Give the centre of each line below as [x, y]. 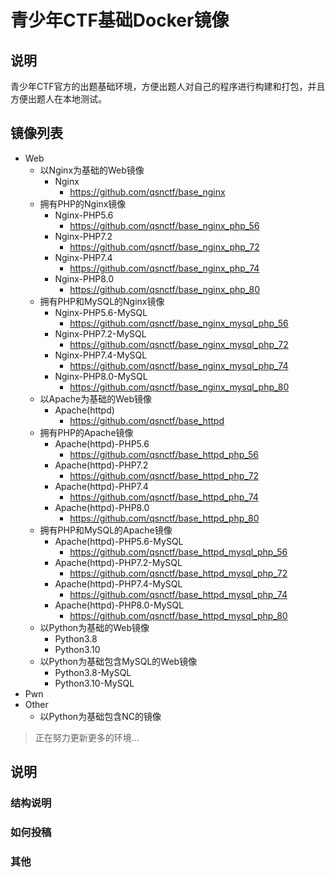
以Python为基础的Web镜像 [94, 627]
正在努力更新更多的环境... [87, 737]
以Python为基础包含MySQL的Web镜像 [118, 661]
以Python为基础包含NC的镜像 [100, 716]
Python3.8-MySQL [93, 672]
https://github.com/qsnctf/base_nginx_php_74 [164, 268]
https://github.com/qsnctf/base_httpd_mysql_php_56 [178, 552]
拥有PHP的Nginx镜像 [83, 203]
